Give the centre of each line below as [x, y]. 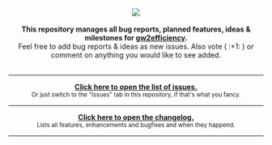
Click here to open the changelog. [136, 117]
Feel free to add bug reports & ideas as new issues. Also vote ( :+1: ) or [136, 46]
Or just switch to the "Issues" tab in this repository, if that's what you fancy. [136, 95]
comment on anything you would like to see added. [136, 55]
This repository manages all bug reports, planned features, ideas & [136, 29]
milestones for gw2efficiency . [136, 38]
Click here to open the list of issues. [136, 87]
